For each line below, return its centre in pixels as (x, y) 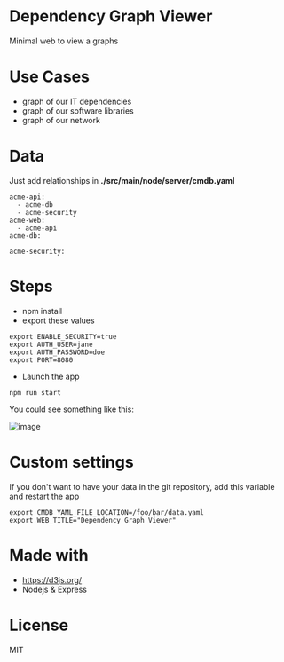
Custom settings (72, 462)
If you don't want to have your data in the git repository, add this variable (142, 486)
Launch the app (51, 376)
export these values (58, 320)
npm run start (35, 392)
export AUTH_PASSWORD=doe (57, 352)
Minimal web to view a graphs (64, 41)
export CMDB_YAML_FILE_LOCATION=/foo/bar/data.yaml (106, 512)
